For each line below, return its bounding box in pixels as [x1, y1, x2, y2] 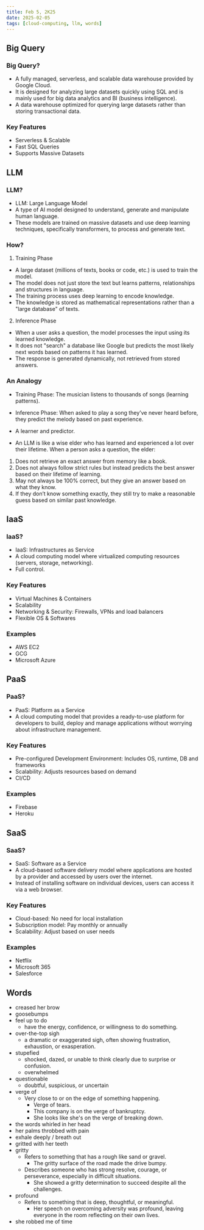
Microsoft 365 [15, 963, 51, 971]
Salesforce [15, 970, 43, 977]
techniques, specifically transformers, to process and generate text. [15, 225, 186, 233]
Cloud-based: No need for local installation [15, 915, 124, 922]
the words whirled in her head [15, 1121, 91, 1128]
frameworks [15, 761, 46, 768]
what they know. [15, 483, 57, 490]
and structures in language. [15, 286, 84, 293]
